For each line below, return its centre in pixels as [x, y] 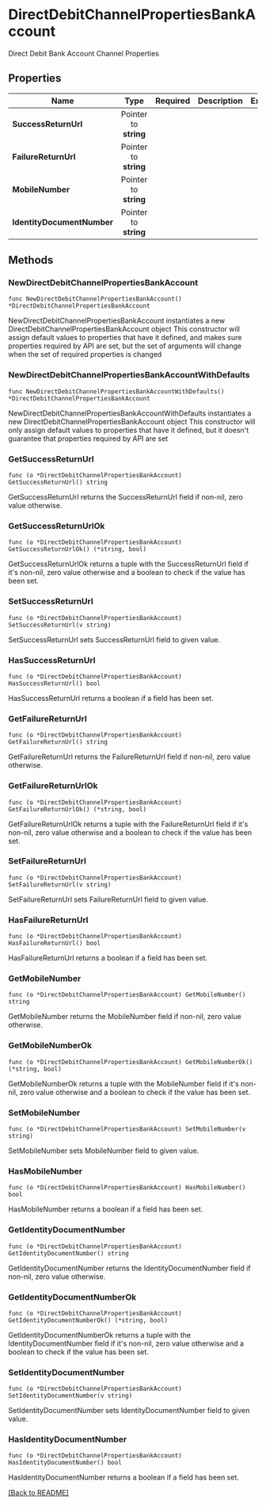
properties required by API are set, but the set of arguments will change [125, 346]
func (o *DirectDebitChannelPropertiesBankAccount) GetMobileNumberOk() [131, 1062]
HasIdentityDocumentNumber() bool [65, 1463]
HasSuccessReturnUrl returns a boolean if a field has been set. [111, 698]
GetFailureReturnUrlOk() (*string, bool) [78, 809]
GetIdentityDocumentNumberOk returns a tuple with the [100, 1335]
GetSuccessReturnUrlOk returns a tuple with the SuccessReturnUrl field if [129, 564]
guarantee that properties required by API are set [88, 438]
